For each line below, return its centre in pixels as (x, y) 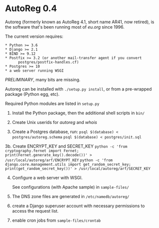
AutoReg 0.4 (31, 8)
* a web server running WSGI (34, 71)
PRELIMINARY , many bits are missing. (43, 79)
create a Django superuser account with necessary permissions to (78, 206)
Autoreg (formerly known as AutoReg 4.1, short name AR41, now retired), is (79, 22)
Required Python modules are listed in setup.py (52, 103)
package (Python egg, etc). (32, 94)
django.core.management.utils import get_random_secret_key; (68, 164)
